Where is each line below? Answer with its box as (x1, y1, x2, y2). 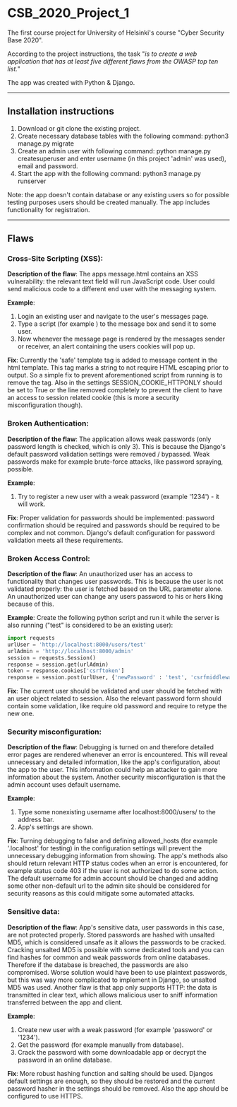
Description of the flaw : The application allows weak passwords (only (7, 435, 212, 443)
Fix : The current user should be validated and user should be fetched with (7, 687, 223, 696)
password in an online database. (17, 1055, 112, 1064)
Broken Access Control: (7, 553, 90, 563)
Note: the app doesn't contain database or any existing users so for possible (7, 190, 229, 199)
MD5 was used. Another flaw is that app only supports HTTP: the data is (7, 983, 217, 991)
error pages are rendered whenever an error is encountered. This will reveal (7, 751, 228, 759)
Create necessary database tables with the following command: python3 (17, 131, 229, 140)
